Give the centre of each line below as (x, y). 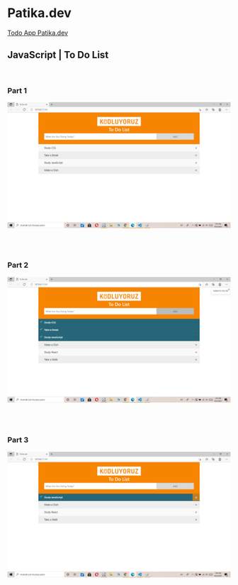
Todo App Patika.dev (38, 33)
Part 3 (18, 440)
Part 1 (17, 90)
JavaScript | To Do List (58, 55)
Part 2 (18, 266)
